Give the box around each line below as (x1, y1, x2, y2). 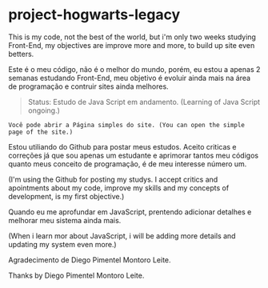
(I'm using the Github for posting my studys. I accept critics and (8, 174, 218, 184)
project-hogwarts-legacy (8, 6, 181, 24)
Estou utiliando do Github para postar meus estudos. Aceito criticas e (8, 142, 238, 151)
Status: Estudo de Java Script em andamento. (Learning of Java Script (27, 97, 261, 106)
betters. (8, 49, 34, 58)
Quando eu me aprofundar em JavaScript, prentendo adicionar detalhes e (8, 206, 252, 217)
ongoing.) (27, 106, 60, 115)
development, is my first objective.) (8, 191, 125, 201)
